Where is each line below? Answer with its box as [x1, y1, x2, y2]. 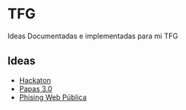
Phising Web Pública [18, 92, 87, 102]
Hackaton [18, 75, 51, 84]
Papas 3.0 [18, 84, 53, 93]
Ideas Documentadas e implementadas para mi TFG [7, 31, 179, 41]
